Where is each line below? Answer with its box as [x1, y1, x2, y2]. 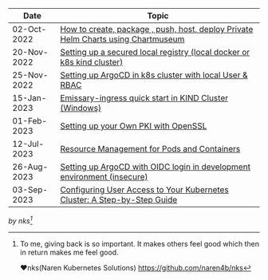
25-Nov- [12, 69, 49, 81]
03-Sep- [12, 184, 48, 195]
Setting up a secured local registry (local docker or [59, 47, 250, 57]
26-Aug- [12, 161, 49, 172]
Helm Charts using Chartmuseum [59, 34, 185, 45]
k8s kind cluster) [59, 57, 124, 67]
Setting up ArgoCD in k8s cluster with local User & [59, 69, 249, 81]
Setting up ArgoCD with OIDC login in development [59, 161, 251, 172]
